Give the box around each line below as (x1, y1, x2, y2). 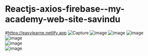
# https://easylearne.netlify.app (5, 30, 67, 36)
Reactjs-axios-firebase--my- (5, 3, 125, 15)
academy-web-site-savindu (5, 14, 120, 25)
